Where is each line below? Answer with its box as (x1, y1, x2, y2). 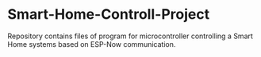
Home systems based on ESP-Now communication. (7, 39, 176, 48)
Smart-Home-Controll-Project (7, 5, 210, 23)
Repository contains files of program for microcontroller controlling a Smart (7, 31, 253, 41)
